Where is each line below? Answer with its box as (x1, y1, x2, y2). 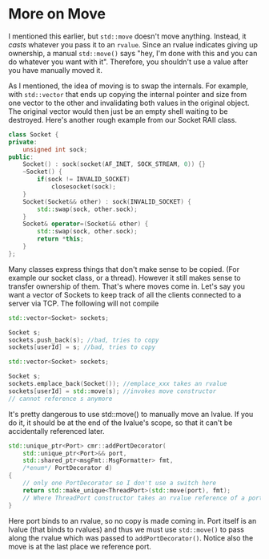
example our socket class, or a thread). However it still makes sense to (8, 273, 242, 282)
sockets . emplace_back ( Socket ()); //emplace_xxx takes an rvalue (8, 380, 227, 388)
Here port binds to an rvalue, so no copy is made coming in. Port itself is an (8, 516, 257, 525)
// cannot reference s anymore (8, 395, 113, 403)
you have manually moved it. (8, 65, 102, 75)
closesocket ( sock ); (50, 183, 116, 191)
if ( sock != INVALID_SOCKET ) (37, 176, 130, 184)
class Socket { (8, 130, 59, 139)
